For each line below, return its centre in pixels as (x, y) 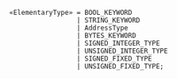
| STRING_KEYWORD (108, 20)
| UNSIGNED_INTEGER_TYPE (122, 51)
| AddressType (102, 28)
